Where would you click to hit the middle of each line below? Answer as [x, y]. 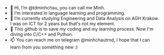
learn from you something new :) [44, 47]
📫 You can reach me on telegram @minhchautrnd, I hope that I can [80, 40]
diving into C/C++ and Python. [42, 34]
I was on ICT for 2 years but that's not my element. [63, 23]
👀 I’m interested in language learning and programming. [68, 13]
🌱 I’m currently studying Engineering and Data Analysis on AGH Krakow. [85, 18]
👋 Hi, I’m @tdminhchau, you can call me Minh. [58, 8]
